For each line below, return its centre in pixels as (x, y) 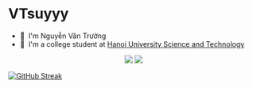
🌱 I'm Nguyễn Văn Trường (63, 36)
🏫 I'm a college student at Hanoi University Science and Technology (132, 44)
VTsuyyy (39, 14)
